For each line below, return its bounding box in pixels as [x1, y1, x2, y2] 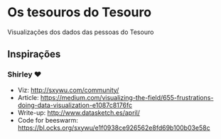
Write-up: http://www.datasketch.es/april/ [17, 108, 141, 117]
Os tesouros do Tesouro [7, 4, 151, 21]
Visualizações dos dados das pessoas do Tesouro [7, 28, 154, 36]
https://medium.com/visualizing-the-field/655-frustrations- [40, 93, 214, 101]
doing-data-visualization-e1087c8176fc [17, 101, 133, 109]
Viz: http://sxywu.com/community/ [17, 86, 119, 94]
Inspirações [7, 48, 61, 60]
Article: [17, 93, 39, 101]
